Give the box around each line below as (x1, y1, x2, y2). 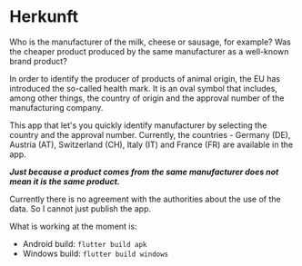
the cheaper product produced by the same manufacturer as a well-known (9, 45, 289, 56)
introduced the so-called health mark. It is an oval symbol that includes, (9, 83, 277, 94)
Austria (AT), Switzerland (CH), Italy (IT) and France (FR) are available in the (9, 139, 294, 150)
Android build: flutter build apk (22, 238, 147, 249)
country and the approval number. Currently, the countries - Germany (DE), (9, 129, 291, 140)
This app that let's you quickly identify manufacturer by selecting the (9, 120, 267, 131)
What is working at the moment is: (9, 221, 138, 232)
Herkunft (9, 6, 79, 27)
